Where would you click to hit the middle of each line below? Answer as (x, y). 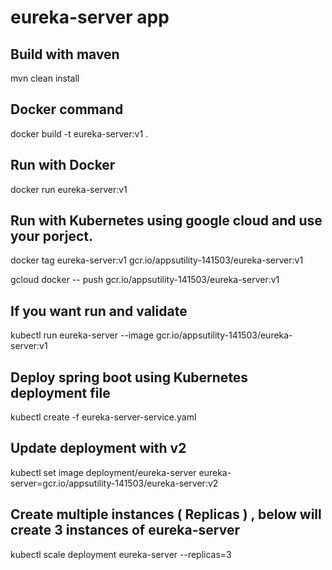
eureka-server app (90, 17)
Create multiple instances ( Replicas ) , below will (166, 514)
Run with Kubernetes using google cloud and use (166, 221)
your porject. (51, 236)
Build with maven (65, 54)
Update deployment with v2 (98, 448)
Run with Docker (63, 165)
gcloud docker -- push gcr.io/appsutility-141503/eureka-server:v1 (145, 280)
